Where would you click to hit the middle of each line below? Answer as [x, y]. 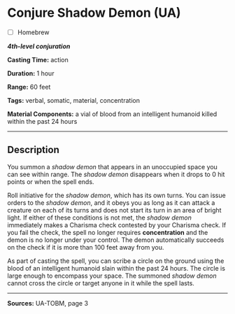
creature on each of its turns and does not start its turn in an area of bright [114, 210]
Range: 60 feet [29, 87]
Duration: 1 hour [31, 73]
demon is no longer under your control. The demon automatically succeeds [116, 240]
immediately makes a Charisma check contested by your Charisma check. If [117, 224]
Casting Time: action [38, 60]
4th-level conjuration [39, 46]
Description [33, 150]
